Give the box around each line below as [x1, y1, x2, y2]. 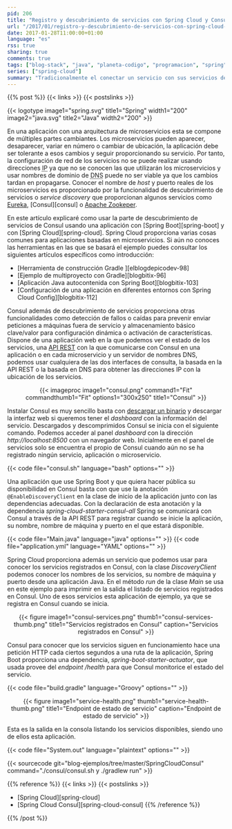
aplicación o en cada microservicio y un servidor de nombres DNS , [7, 351, 198, 359]
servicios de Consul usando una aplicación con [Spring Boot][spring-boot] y [7, 222, 224, 230]
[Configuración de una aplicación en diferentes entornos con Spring [17, 286, 211, 294]
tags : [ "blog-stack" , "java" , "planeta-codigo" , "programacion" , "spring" [7, 61, 227, 68]
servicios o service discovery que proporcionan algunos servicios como [7, 193, 213, 202]
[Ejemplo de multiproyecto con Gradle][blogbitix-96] [17, 271, 166, 280]
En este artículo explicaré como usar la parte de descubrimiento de [7, 214, 198, 222]
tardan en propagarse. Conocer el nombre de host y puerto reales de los [7, 179, 214, 187]
